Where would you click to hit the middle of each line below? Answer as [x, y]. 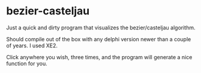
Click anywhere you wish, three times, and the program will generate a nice [99, 57]
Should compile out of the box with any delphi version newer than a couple [99, 39]
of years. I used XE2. [32, 45]
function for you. [27, 63]
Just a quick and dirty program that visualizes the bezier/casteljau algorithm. [101, 28]
